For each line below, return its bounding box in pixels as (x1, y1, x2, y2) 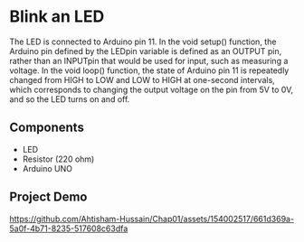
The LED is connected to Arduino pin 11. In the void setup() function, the (9, 36, 277, 47)
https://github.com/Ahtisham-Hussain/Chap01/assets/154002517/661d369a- (9, 213, 295, 224)
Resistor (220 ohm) (22, 154, 95, 164)
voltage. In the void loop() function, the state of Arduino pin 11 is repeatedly (9, 65, 290, 76)
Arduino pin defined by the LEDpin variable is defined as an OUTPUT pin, (9, 45, 282, 56)
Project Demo (9, 190, 88, 205)
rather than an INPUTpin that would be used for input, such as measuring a (9, 55, 289, 66)
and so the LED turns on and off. (9, 93, 130, 105)
